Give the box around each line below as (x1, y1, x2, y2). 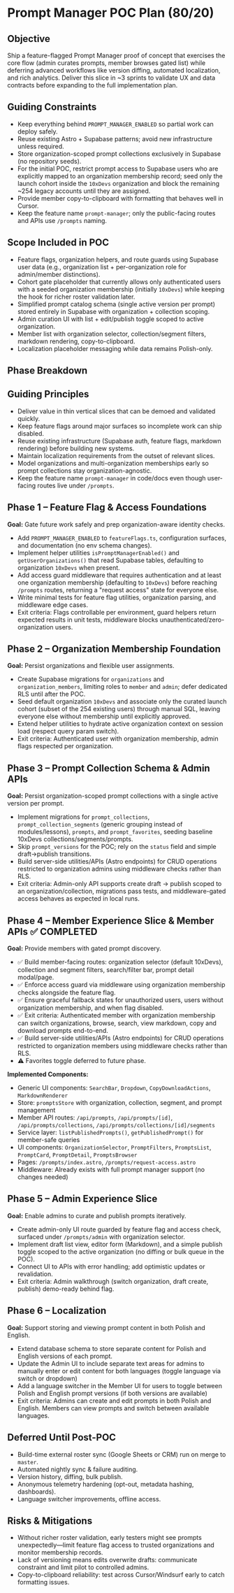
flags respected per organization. (17, 742, 114, 750)
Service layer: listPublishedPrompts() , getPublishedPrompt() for (17, 1128, 204, 1137)
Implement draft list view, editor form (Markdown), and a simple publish (17, 1240, 223, 1248)
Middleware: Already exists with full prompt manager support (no (17, 1166, 205, 1174)
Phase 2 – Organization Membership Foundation (7, 643, 221, 655)
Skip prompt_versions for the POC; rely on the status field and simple (17, 843, 217, 851)
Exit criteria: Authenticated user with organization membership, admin (17, 734, 219, 743)
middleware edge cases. (17, 600, 89, 609)
